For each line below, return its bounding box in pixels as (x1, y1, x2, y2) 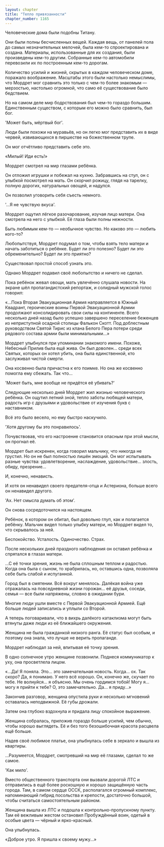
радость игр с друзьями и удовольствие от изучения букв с (5, 400, 131, 406)
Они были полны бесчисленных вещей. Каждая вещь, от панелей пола (5, 39, 154, 45)
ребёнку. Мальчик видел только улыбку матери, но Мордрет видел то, (5, 522, 154, 528)
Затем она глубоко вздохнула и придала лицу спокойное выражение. (5, 708, 151, 714)
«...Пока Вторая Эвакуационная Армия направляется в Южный (5, 299, 138, 305)
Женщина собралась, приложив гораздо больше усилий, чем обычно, (5, 718, 153, 724)
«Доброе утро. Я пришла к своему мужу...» (5, 836, 97, 843)
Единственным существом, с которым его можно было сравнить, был (5, 105, 153, 111)
